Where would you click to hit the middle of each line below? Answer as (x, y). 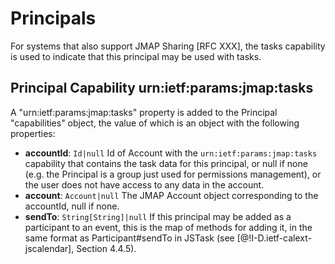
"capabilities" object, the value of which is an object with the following (155, 123)
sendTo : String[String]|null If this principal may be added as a (158, 216)
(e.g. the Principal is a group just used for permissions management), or (173, 174)
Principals (53, 18)
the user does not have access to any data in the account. (144, 184)
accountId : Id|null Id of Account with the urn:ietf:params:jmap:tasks (171, 153)
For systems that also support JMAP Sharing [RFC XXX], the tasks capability (168, 46)
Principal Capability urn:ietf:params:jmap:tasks (162, 88)
